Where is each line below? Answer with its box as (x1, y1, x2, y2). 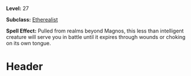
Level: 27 (6, 5, 29, 12)
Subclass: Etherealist (6, 16, 58, 23)
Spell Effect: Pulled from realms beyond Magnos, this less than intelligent (6, 27, 184, 34)
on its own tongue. (6, 40, 51, 46)
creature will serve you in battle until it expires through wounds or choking (6, 34, 186, 40)
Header (6, 60, 43, 73)
